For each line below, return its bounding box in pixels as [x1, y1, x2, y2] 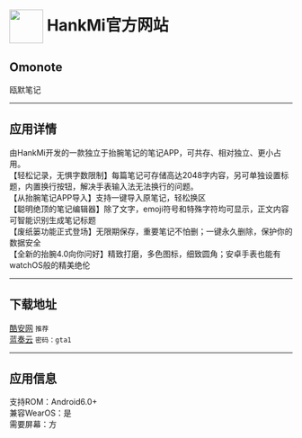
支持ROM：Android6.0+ [9, 397, 98, 407]
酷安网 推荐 [9, 322, 49, 333]
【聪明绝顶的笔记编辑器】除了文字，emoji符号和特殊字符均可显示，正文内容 [9, 203, 289, 214]
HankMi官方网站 [46, 14, 169, 35]
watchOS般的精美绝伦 [9, 259, 91, 270]
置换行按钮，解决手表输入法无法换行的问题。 [32, 181, 199, 192]
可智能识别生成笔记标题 [9, 214, 96, 225]
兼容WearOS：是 [9, 407, 72, 418]
